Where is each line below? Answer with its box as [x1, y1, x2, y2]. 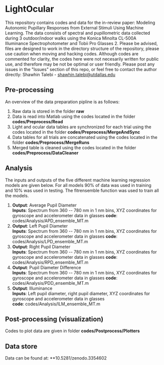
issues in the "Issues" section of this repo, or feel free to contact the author [5, 66, 157, 72]
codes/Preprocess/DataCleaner [12, 150, 79, 156]
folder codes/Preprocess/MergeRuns [12, 139, 90, 145]
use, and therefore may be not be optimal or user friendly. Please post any [5, 61, 155, 67]
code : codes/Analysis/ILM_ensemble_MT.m [12, 301, 100, 307]
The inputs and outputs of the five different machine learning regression [5, 177, 150, 183]
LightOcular [5, 3, 54, 15]
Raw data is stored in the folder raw [12, 108, 85, 114]
